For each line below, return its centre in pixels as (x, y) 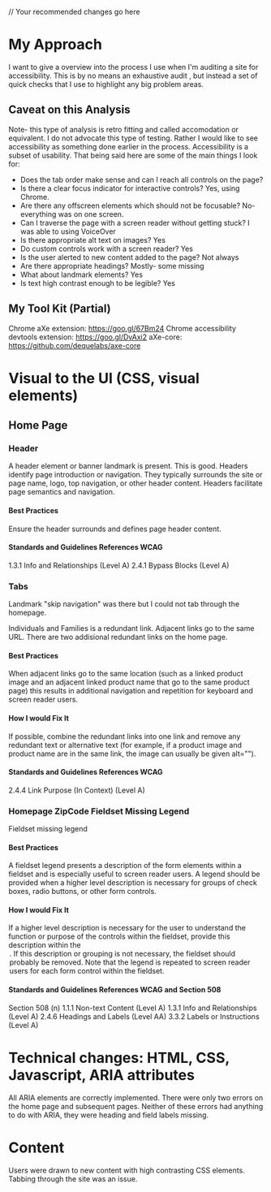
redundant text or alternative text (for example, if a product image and (125, 745)
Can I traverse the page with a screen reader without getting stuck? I (135, 222)
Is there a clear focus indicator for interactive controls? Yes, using (130, 188)
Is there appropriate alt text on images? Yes (93, 240)
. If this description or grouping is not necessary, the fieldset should (123, 954)
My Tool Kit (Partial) (60, 309)
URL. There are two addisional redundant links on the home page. (118, 637)
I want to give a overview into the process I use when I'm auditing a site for (133, 67)
